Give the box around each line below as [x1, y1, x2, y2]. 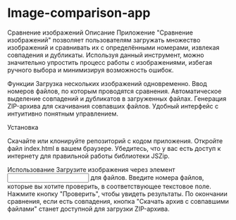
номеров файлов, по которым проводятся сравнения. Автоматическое [7, 87, 222, 95]
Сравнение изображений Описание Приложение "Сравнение [7, 28, 194, 37]
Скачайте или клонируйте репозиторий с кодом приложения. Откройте [7, 136, 223, 145]
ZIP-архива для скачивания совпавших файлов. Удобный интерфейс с [7, 102, 219, 110]
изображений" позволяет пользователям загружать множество [7, 35, 201, 44]
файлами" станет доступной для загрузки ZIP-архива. [7, 204, 170, 213]
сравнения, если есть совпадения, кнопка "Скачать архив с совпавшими [7, 197, 229, 205]
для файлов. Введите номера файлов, [90, 173, 204, 181]
